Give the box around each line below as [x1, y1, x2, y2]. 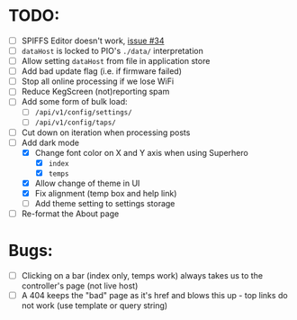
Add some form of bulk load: [21, 96, 128, 107]
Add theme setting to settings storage [34, 197, 175, 208]
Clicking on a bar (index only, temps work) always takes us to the [21, 270, 263, 280]
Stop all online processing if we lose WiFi [21, 76, 175, 87]
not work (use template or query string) [21, 300, 168, 311]
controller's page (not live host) [21, 280, 139, 291]
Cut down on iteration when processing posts [21, 127, 191, 138]
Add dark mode [21, 137, 80, 148]
